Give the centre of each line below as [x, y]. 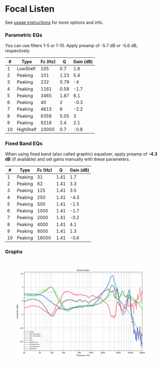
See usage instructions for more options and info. [54, 22]
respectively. [18, 51]
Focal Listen [30, 9]
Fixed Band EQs [24, 143]
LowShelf [26, 69]
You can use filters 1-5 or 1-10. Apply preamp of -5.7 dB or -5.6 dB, [71, 46]
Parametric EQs [24, 35]
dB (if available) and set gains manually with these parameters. [68, 159]
